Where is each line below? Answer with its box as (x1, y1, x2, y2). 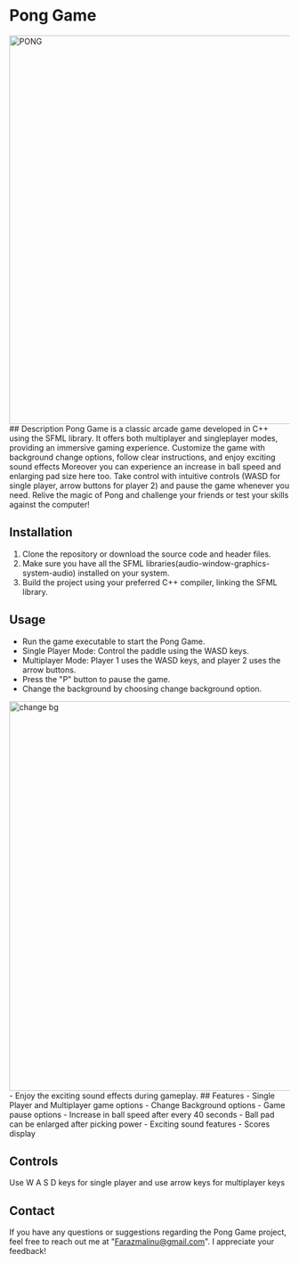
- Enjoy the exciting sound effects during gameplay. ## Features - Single (9, 1090, 276, 1101)
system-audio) (21, 567, 77, 578)
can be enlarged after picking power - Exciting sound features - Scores (9, 1119, 271, 1129)
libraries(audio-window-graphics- (145, 558, 271, 568)
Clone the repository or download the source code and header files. (21, 549, 271, 559)
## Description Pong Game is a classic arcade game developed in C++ (9, 423, 269, 434)
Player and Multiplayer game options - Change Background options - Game (9, 1099, 286, 1110)
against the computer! (9, 499, 91, 509)
